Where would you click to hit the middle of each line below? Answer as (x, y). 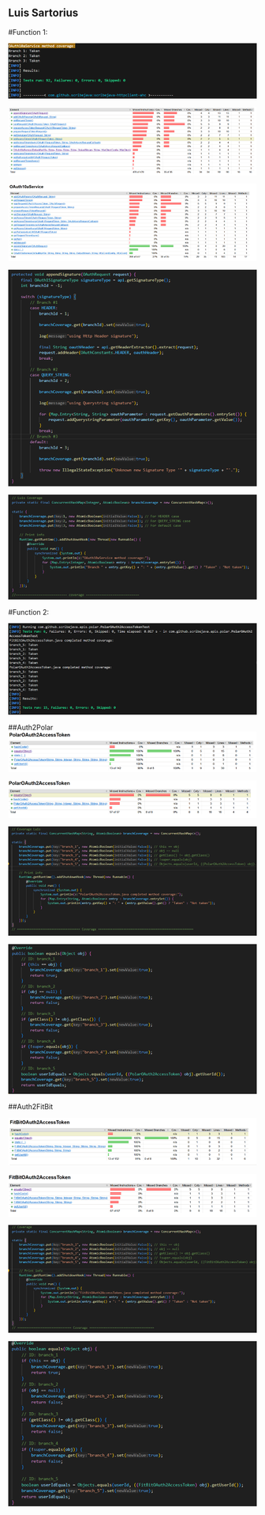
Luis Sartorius (43, 13)
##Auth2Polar (31, 728)
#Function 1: (28, 32)
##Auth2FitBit (31, 1107)
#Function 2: (29, 612)
